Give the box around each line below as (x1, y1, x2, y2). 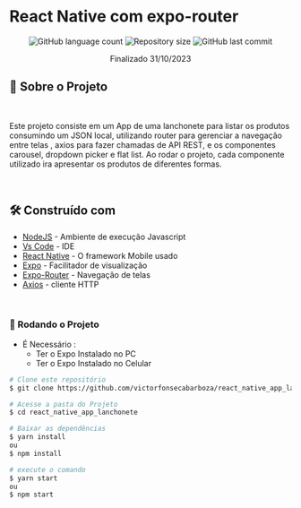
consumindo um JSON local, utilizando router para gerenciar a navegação (9, 130, 282, 141)
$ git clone (9, 383, 54, 392)
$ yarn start (9, 473, 58, 483)
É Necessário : (21, 339, 76, 349)
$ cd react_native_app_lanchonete (9, 408, 139, 418)
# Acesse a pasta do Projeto (9, 400, 118, 409)
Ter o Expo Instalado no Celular (35, 357, 152, 368)
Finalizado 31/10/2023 (109, 53, 192, 64)
